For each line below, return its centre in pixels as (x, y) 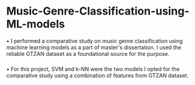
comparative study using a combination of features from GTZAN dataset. (97, 75)
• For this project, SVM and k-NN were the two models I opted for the (93, 69)
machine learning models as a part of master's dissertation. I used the (94, 47)
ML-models (36, 24)
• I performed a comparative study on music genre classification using (95, 41)
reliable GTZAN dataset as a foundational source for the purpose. (88, 53)
